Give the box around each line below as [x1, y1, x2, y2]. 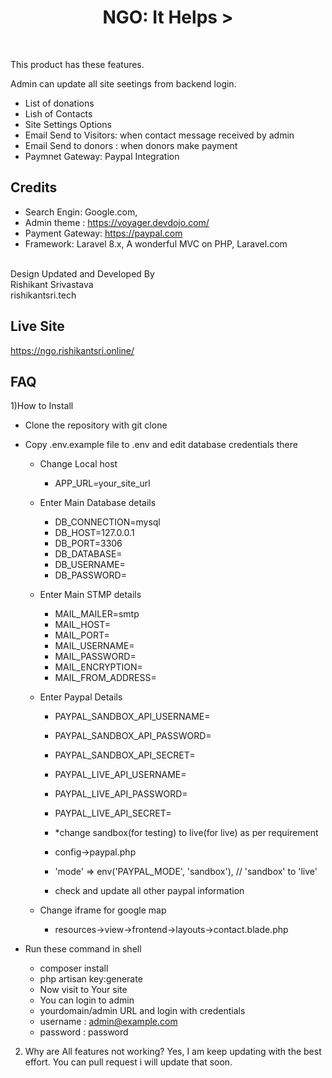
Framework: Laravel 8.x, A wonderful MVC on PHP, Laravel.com [24, 237, 288, 250]
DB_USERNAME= [54, 559, 126, 571]
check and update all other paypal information [54, 885, 245, 897]
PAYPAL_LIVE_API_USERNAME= [54, 769, 187, 781]
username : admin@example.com [39, 1016, 178, 1028]
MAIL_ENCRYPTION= [54, 661, 143, 673]
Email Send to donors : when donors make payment [24, 139, 238, 151]
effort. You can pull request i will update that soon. [24, 1056, 233, 1068]
